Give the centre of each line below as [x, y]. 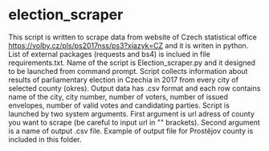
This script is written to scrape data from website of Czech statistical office [132, 37]
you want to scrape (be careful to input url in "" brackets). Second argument [134, 122]
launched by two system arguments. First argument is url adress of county [132, 113]
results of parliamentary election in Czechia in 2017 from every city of [124, 80]
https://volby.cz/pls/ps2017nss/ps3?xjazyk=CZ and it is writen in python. [128, 45]
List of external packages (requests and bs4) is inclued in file [109, 54]
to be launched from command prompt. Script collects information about [128, 71]
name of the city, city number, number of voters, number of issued [118, 96]
